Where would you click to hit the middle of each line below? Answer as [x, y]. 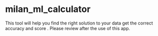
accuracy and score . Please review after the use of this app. [68, 28]
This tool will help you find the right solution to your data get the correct [79, 23]
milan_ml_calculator [48, 9]
